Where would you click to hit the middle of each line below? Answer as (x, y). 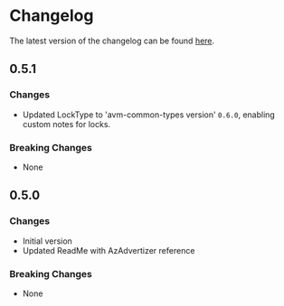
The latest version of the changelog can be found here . (112, 41)
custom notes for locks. (66, 124)
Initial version (47, 241)
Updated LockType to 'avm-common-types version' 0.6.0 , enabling (149, 115)
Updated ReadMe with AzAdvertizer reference (109, 250)
